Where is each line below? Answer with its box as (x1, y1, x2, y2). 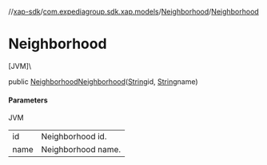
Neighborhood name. (41, 144, 122, 155)
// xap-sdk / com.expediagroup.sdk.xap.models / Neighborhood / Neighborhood (8, 7, 260, 16)
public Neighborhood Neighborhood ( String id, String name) (8, 76, 198, 87)
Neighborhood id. (41, 131, 107, 143)
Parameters (8, 95, 48, 105)
